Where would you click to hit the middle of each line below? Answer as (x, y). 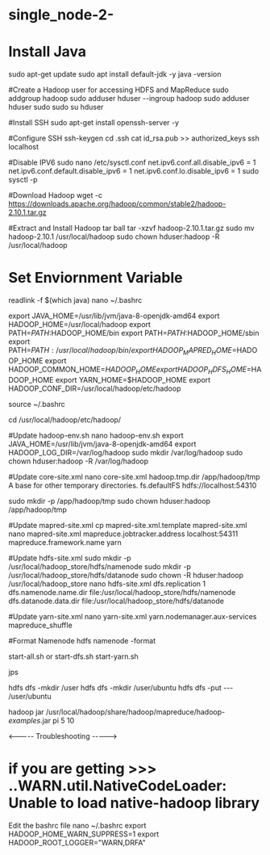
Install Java (48, 52)
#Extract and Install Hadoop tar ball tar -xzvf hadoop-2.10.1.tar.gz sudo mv (132, 228)
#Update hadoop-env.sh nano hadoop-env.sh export (96, 435)
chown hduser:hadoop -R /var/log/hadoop (79, 461)
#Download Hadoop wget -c (56, 195)
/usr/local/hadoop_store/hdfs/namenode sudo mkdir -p (100, 566)
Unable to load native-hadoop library (134, 803)
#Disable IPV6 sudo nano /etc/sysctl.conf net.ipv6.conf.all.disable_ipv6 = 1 (132, 162)
